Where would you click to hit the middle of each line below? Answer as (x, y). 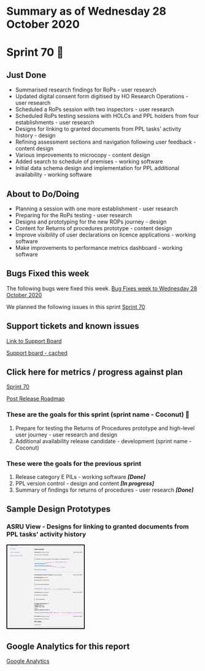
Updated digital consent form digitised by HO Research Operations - (102, 96)
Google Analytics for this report (68, 646)
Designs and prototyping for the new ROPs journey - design (91, 222)
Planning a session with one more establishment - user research (96, 209)
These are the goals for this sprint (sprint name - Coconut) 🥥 (98, 414)
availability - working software (53, 175)
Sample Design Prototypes (59, 509)
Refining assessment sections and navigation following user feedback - (106, 142)
